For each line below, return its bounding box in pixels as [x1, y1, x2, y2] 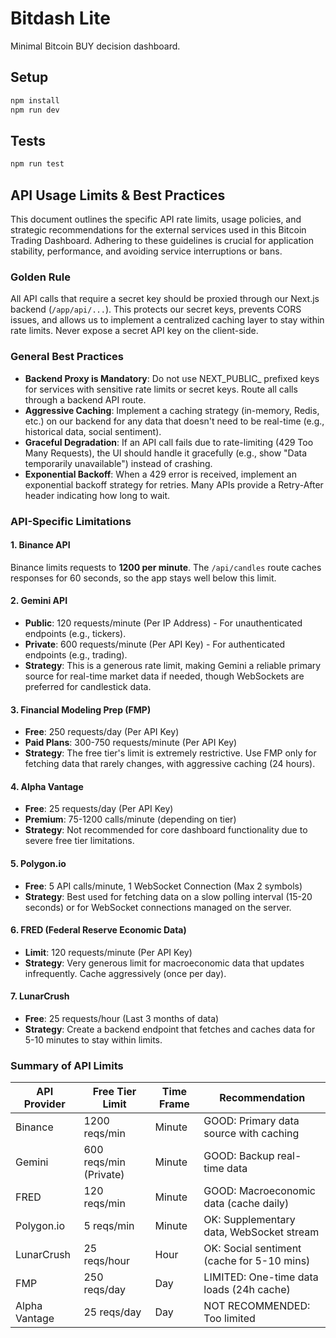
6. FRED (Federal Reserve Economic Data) [10, 924, 187, 936]
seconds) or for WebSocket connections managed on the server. [24, 901, 292, 913]
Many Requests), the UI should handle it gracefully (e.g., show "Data [24, 447, 308, 459]
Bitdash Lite [10, 7, 111, 30]
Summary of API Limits [10, 1058, 124, 1072]
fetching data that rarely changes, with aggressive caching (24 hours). [24, 758, 316, 770]
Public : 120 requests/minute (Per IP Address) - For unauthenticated [24, 617, 303, 629]
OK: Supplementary [203, 1213, 296, 1227]
